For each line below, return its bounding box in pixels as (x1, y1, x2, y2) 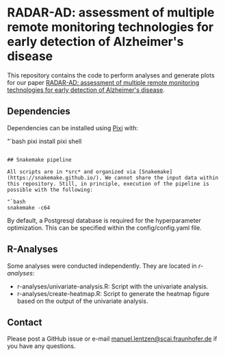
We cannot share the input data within (105, 174, 219, 181)
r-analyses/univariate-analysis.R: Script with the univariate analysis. (16, 282, 209, 291)
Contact (7, 317, 42, 328)
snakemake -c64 (7, 204, 51, 211)
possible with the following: (7, 186, 94, 193)
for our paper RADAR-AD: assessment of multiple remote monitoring (7, 78, 200, 86)
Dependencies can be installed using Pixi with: (7, 123, 138, 132)
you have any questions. (7, 342, 77, 350)
